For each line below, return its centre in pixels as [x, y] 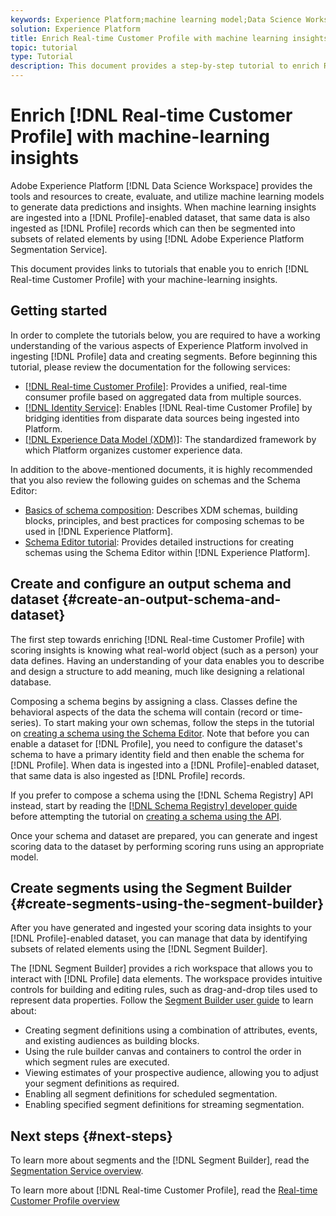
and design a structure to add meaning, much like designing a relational [157, 671]
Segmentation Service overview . [77, 1171]
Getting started [59, 311]
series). [26, 722]
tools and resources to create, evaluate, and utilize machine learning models [167, 196]
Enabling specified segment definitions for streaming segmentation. [164, 1105]
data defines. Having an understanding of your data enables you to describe [167, 660]
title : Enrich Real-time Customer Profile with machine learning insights [169, 38]
